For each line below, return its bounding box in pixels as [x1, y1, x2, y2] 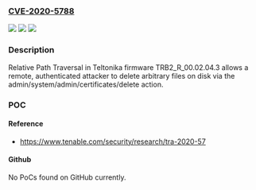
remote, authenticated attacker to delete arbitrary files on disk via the [8, 71, 235, 80]
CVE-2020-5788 [8, 6, 75, 17]
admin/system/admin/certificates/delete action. [8, 79, 164, 89]
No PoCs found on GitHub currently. [8, 173, 126, 182]
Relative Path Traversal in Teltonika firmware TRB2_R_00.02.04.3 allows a [8, 62, 249, 72]
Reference [8, 119, 44, 129]
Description [8, 45, 55, 56]
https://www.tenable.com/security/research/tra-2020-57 [19, 137, 207, 146]
